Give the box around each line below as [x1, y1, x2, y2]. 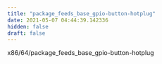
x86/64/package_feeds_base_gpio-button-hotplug [7, 49, 154, 57]
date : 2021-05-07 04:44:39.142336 [7, 17, 109, 24]
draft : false [7, 29, 46, 37]
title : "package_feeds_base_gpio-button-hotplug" [7, 10, 156, 17]
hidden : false [7, 23, 49, 30]
